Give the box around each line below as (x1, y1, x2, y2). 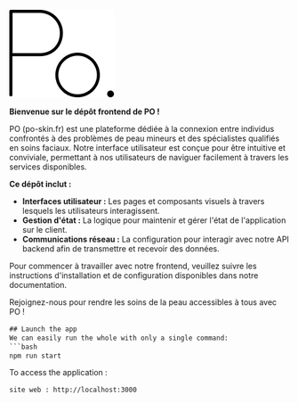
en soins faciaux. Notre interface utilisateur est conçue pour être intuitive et (9, 143, 286, 152)
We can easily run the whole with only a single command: (9, 333, 229, 342)
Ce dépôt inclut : (9, 179, 72, 189)
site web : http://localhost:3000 (9, 385, 138, 394)
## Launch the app (9, 325, 77, 333)
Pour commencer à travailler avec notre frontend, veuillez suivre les (9, 260, 257, 271)
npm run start (9, 351, 62, 360)
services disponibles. (9, 161, 87, 172)
